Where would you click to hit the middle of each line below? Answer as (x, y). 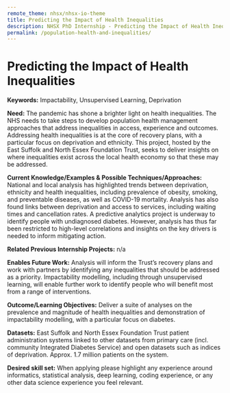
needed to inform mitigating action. (56, 236)
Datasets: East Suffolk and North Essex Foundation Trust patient (98, 333)
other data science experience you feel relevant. (75, 383)
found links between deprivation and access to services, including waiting (112, 207)
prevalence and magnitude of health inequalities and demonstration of (106, 312)
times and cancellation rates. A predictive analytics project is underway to (111, 214)
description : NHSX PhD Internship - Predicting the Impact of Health (108, 26)
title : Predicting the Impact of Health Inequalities (86, 20)
